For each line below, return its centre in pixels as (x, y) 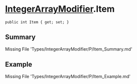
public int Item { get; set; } (37, 22)
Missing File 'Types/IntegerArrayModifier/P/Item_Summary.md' (69, 49)
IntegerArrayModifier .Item (60, 9)
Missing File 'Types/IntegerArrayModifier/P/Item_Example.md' (68, 76)
